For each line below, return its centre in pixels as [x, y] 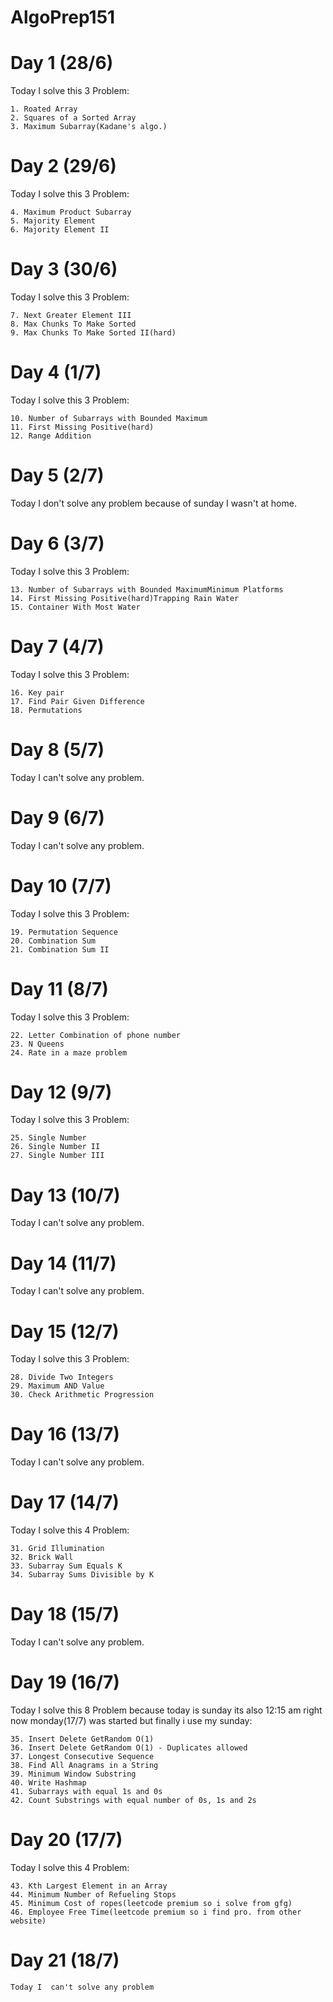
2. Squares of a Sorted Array [73, 118]
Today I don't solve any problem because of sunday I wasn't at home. [153, 503]
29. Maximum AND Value [57, 1386]
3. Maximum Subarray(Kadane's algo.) [89, 127]
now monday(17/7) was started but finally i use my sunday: [131, 1720]
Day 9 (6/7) [57, 817]
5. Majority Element [53, 221]
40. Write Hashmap [48, 1783]
